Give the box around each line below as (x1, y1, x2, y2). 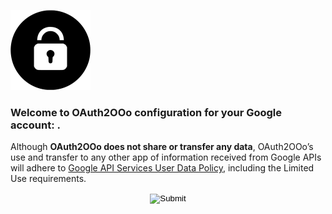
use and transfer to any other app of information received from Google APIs (10, 151, 322, 164)
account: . (10, 118, 61, 132)
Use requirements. (10, 173, 87, 185)
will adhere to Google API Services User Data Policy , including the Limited (10, 162, 315, 174)
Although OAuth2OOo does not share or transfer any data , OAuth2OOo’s (10, 141, 314, 153)
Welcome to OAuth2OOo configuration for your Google (10, 105, 283, 119)
